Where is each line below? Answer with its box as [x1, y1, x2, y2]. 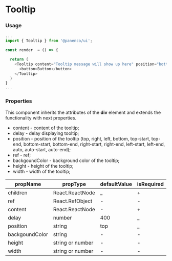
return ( [10, 57, 29, 62]
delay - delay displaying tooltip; [12, 130, 79, 136]
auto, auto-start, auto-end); [12, 146, 71, 152]
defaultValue [100, 180, 132, 188]
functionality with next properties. [5, 114, 77, 121]
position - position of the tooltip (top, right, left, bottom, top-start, [12, 135, 150, 142]
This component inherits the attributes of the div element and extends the [5, 109, 161, 115]
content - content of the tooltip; [12, 125, 79, 131]
